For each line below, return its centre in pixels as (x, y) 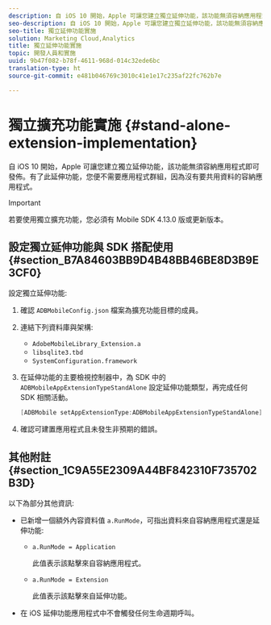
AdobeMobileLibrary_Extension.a (86, 344)
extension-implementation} (103, 143)
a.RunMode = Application (74, 548)
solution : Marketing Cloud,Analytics (72, 38)
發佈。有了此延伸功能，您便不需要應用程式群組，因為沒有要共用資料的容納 (132, 176)
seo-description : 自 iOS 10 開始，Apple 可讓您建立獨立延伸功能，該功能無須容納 (133, 23)
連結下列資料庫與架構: (56, 327)
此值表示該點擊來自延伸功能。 (81, 596)
